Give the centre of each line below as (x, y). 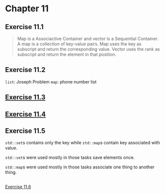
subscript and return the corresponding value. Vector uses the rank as (88, 49)
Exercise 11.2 (25, 70)
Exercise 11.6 (18, 187)
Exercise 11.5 (25, 131)
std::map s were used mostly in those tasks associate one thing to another (80, 167)
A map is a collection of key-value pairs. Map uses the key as (79, 44)
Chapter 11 (27, 9)
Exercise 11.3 (25, 97)
